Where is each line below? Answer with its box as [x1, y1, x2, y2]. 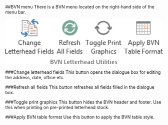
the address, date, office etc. [5, 75, 65, 81]
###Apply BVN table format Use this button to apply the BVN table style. [5, 114, 155, 120]
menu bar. [5, 9, 26, 15]
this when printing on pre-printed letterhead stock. [5, 105, 109, 111]
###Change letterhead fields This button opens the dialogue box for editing [5, 69, 161, 75]
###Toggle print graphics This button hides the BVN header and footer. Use [5, 99, 161, 105]
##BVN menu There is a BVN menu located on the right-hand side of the [5, 4, 155, 9]
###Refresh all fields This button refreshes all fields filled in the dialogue [5, 84, 155, 90]
